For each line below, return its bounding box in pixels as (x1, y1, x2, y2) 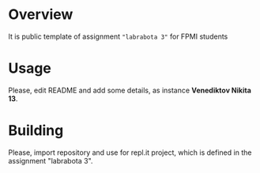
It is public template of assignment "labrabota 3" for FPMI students (8, 32, 228, 41)
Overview (8, 6, 73, 24)
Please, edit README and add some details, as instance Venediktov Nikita (8, 85, 251, 95)
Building (8, 122, 64, 140)
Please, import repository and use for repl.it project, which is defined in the (8, 148, 252, 157)
